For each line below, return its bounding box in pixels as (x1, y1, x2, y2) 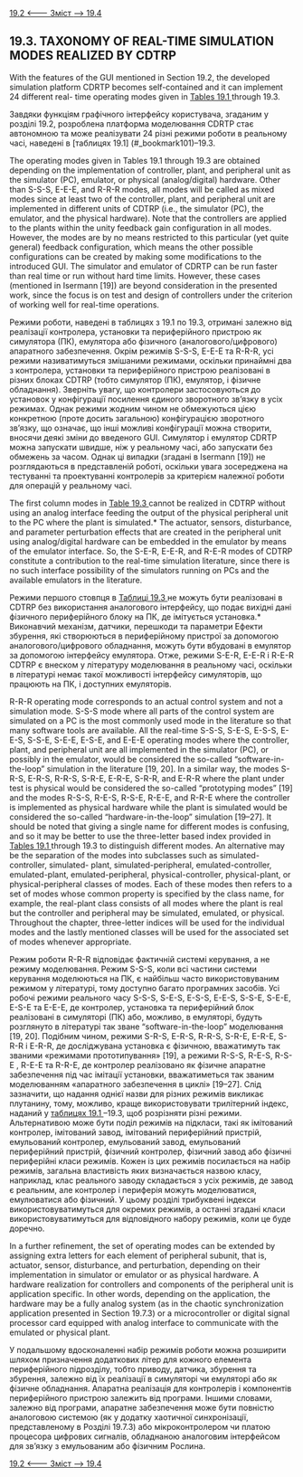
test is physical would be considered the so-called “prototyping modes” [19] (9, 782, 293, 793)
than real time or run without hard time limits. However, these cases (9, 270, 260, 281)
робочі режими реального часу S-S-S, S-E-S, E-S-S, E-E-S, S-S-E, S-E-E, (9, 992, 291, 1003)
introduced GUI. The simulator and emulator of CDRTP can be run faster (9, 260, 278, 271)
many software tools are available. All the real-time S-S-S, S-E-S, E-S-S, (9, 724, 279, 735)
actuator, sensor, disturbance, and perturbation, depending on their (9, 1259, 260, 1270)
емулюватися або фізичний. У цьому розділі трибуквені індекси (9, 1194, 256, 1205)
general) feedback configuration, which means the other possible (9, 241, 253, 252)
